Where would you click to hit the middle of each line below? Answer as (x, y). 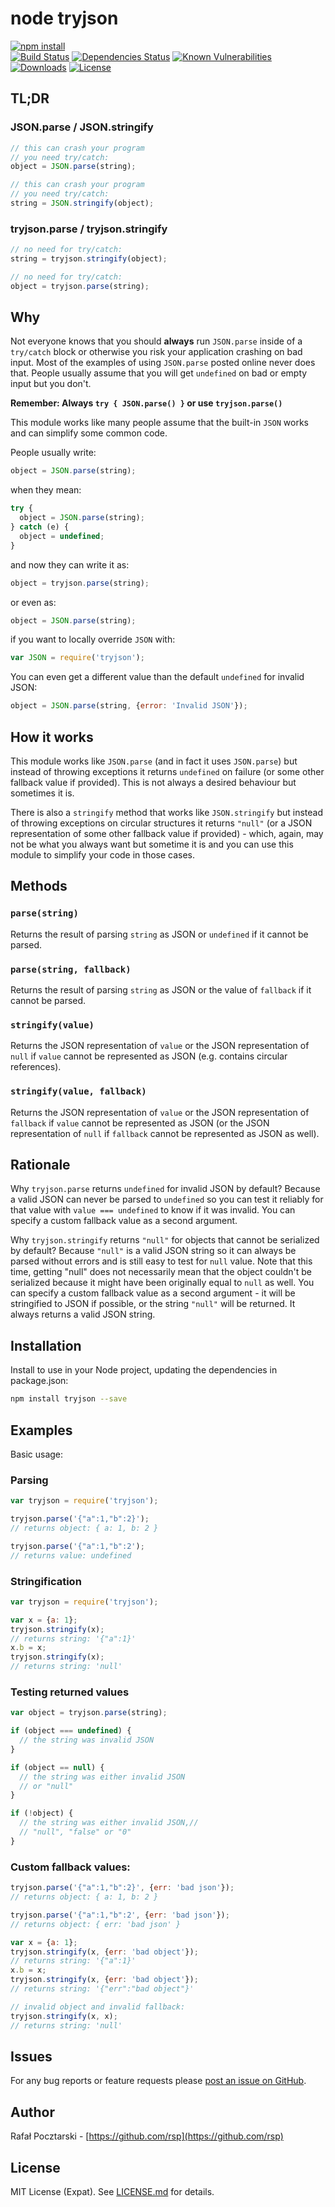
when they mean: (46, 490)
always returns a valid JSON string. (83, 1314)
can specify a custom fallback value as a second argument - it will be (153, 1293)
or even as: (33, 602)
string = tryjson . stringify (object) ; (89, 259)
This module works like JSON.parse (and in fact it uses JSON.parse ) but (154, 761)
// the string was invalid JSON (87, 1740)
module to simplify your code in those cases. (103, 855)
